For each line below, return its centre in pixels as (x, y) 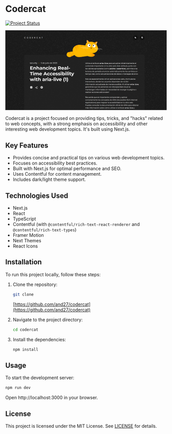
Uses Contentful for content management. (57, 174)
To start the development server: (40, 378)
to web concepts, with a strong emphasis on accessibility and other (77, 124)
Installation (24, 262)
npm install (25, 349)
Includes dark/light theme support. (49, 179)
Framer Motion (28, 235)
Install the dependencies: (39, 339)
